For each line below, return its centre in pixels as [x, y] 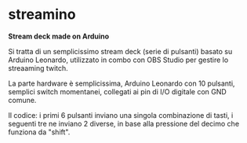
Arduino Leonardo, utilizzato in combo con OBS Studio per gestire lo [118, 60]
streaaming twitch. [38, 68]
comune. [22, 100]
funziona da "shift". [39, 132]
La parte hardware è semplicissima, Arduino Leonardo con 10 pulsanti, [122, 83]
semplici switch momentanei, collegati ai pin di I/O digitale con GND [118, 91]
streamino [42, 15]
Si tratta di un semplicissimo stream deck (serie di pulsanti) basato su [120, 51]
